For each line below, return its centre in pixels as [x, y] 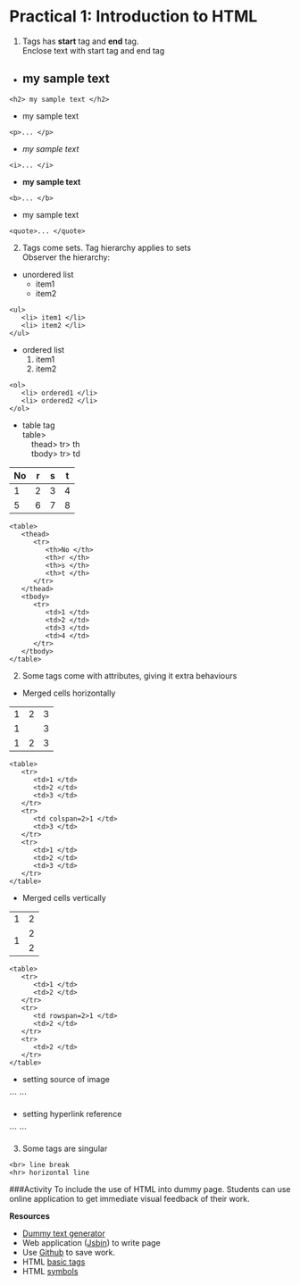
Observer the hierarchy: [66, 257]
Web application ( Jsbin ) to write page [91, 1242]
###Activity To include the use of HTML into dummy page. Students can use [150, 1189]
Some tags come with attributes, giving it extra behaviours [129, 675]
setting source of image [66, 1079]
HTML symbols [50, 1271]
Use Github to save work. [69, 1252]
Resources [30, 1215]
